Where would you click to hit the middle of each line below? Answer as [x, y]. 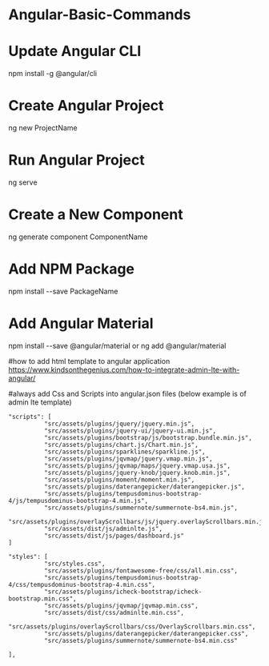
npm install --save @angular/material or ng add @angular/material [117, 345]
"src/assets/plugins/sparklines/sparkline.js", [124, 452]
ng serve [23, 182]
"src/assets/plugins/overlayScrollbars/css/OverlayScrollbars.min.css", [132, 626]
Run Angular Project [77, 160]
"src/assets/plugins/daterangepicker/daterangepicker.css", [146, 633]
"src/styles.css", [74, 564]
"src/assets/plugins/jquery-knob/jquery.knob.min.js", [137, 473]
